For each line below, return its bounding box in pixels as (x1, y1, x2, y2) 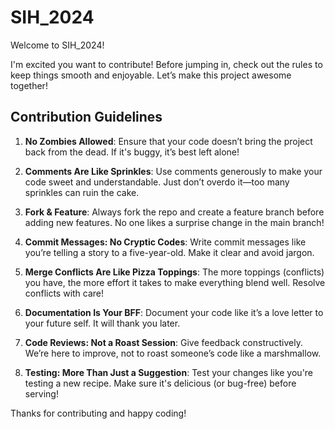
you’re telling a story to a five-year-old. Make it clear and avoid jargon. (24, 246, 315, 258)
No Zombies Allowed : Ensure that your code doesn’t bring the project (24, 135, 313, 147)
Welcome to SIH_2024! (10, 39, 105, 51)
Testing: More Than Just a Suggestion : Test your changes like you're (24, 366, 314, 378)
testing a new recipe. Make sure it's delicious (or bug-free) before (24, 377, 297, 389)
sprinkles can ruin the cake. (24, 186, 140, 198)
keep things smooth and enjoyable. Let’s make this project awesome (10, 69, 292, 81)
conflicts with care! (24, 287, 105, 299)
